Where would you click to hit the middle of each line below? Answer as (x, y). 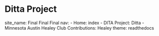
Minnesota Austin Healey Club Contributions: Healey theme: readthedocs (79, 28)
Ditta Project (31, 9)
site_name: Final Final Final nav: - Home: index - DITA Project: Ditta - (75, 23)
